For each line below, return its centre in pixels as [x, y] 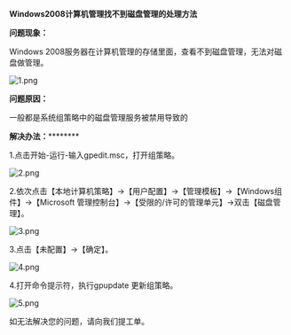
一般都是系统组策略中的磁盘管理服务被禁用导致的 [98, 117]
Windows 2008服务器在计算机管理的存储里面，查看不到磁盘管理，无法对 [142, 51]
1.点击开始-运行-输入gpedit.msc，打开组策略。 [94, 155]
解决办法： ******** [44, 136]
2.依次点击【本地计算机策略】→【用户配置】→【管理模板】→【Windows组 [145, 191]
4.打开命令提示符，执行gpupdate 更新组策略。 [94, 285]
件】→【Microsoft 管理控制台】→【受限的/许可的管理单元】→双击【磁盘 [141, 202]
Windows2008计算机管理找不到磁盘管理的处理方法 [103, 14]
